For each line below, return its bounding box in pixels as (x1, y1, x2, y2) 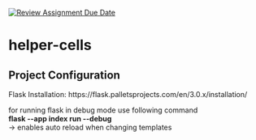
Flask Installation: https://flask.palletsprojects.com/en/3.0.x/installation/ (8, 90, 248, 99)
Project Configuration (8, 68, 120, 82)
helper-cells (8, 36, 92, 54)
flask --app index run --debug (8, 114, 112, 123)
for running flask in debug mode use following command (8, 105, 198, 115)
